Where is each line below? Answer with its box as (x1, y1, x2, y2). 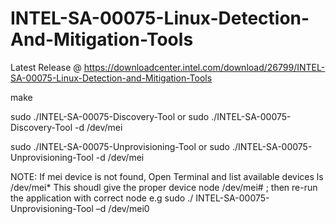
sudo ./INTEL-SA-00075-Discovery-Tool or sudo (10, 110, 210, 122)
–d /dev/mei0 (95, 202, 150, 214)
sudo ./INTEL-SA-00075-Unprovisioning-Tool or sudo (10, 140, 231, 152)
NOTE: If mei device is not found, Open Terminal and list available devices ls (10, 170, 324, 182)
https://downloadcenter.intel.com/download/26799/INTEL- (83, 61, 326, 73)
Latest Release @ (10, 61, 82, 73)
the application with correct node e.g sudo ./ (10, 192, 194, 204)
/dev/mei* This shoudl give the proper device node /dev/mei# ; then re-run (10, 181, 318, 193)
